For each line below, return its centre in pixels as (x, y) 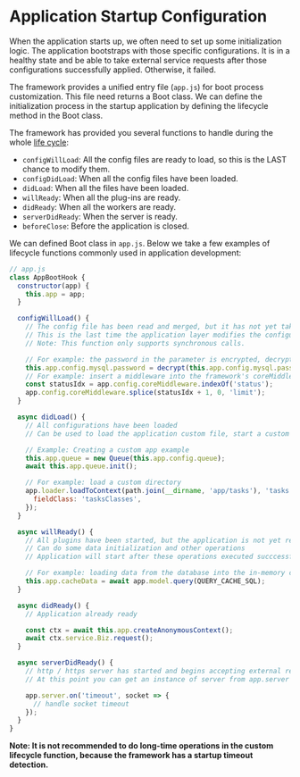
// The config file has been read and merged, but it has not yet (151, 327)
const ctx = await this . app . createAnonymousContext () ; (129, 630)
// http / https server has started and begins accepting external (153, 672)
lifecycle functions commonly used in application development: (125, 253)
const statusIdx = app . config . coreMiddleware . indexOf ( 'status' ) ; (150, 384)
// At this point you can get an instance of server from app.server (158, 679)
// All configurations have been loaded (101, 425)
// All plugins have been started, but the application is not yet (153, 540)
